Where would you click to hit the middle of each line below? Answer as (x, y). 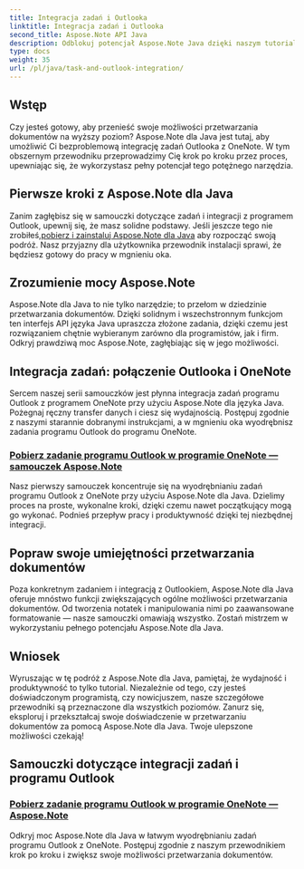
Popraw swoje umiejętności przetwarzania (132, 553)
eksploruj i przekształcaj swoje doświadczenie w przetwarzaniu (128, 717)
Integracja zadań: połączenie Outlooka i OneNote (151, 371)
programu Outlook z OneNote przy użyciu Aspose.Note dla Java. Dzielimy (147, 496)
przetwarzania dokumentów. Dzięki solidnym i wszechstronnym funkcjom (146, 314)
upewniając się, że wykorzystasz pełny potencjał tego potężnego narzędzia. (152, 165)
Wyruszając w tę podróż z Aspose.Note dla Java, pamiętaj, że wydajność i (148, 678)
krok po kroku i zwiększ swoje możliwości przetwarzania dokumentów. (141, 855)
